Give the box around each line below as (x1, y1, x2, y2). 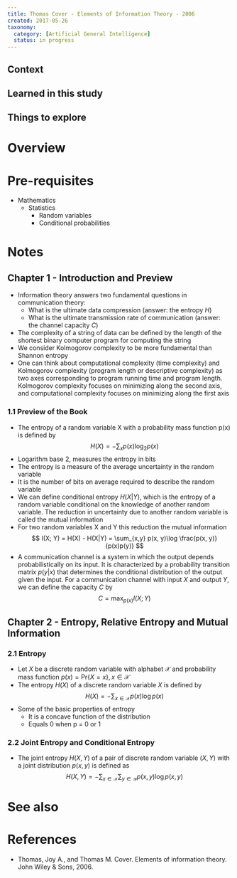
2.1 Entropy (7, 648, 47, 658)
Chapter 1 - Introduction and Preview (7, 272, 173, 284)
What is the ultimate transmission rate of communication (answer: (28, 314, 221, 322)
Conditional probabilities (38, 218, 110, 228)
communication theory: (17, 298, 87, 307)
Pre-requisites (7, 172, 94, 189)
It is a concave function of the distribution (28, 712, 150, 721)
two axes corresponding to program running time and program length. (17, 374, 223, 383)
